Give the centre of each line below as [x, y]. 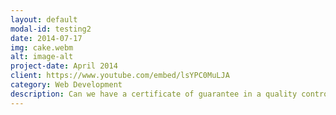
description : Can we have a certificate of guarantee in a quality [154, 94]
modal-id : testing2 [51, 29]
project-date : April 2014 [64, 66]
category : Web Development [66, 85]
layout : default [44, 19]
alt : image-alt [42, 57]
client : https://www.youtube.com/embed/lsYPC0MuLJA [120, 76]
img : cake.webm [42, 47]
